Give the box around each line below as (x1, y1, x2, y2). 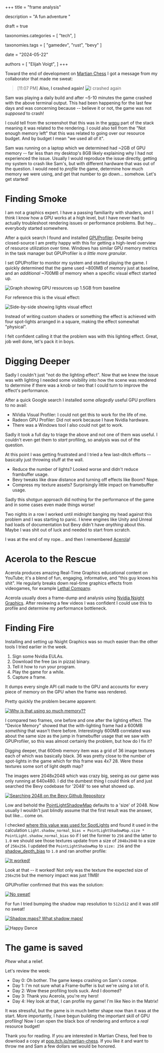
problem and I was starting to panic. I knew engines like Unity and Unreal (5, 516, 153, 522)
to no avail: (5, 402, 27, 408)
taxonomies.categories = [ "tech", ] (5, 33, 76, 38)
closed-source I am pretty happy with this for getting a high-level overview (5, 240, 156, 245)
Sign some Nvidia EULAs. (12, 653, 64, 659)
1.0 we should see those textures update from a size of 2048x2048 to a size (5, 837, 156, 843)
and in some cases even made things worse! (5, 502, 95, 508)
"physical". (5, 323, 27, 330)
